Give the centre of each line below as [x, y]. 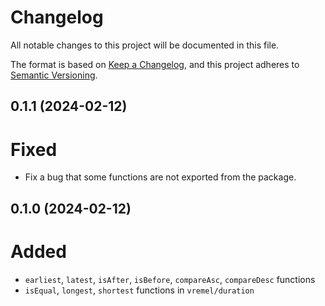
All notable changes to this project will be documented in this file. [145, 45]
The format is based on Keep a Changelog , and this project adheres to [155, 64]
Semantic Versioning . [54, 75]
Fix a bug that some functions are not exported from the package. [160, 177]
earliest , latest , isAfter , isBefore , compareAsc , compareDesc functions [170, 279]
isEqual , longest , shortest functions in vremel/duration [139, 290]
